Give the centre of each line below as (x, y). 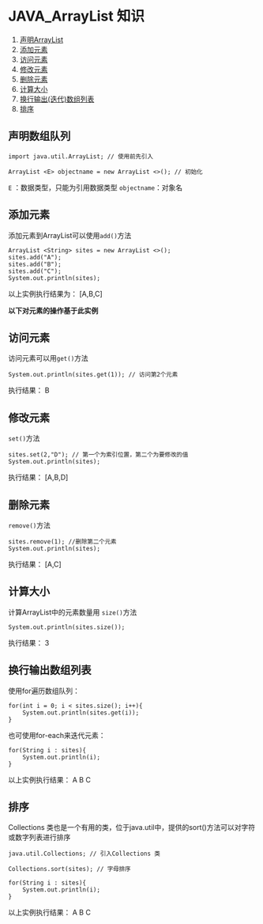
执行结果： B (29, 390)
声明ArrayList (41, 40)
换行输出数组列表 (50, 670)
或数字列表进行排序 (39, 837)
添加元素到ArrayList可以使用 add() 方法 (70, 235)
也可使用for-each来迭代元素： (57, 735)
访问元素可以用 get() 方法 (48, 358)
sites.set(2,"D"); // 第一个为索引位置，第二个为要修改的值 (98, 455)
